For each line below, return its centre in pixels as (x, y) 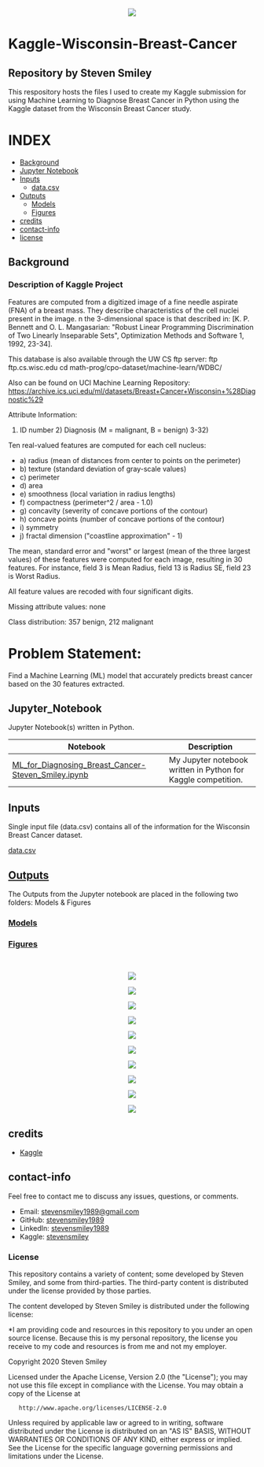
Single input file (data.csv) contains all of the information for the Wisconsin (129, 827)
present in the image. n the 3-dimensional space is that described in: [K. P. (129, 318)
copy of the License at (44, 1394)
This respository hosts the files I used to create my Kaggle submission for (127, 92)
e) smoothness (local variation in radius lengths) (97, 494)
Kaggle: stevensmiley (54, 1236)
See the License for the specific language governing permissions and (121, 1448)
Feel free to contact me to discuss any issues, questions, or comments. (123, 1196)
